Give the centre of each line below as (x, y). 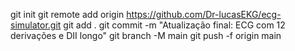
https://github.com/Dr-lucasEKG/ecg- (204, 14)
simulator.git (36, 25)
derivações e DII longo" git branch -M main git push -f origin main (146, 35)
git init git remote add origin (67, 14)
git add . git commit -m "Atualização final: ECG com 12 (174, 25)
